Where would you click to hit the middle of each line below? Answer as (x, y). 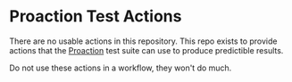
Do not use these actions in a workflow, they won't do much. (121, 68)
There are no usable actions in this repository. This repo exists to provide (143, 41)
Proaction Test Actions (96, 16)
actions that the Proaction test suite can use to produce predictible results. (146, 50)
